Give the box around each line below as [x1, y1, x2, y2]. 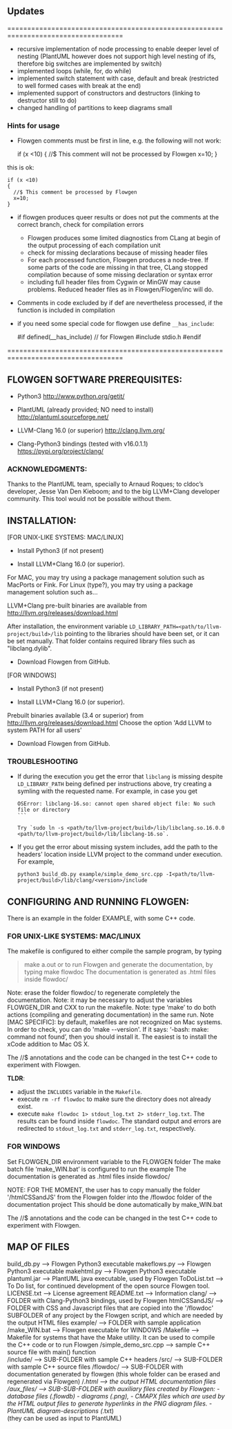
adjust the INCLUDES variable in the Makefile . [17, 1088, 143, 1096]
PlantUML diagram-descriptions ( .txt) [7, 1406, 114, 1414]
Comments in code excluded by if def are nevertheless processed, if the [17, 299, 223, 307]
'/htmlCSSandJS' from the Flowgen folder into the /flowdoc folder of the [7, 1193, 213, 1201]
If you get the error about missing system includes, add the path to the [17, 843, 218, 851]
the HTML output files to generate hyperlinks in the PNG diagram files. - [7, 1399, 213, 1408]
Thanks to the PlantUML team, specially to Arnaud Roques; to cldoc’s [7, 480, 204, 489]
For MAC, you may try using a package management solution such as [7, 574, 205, 582]
